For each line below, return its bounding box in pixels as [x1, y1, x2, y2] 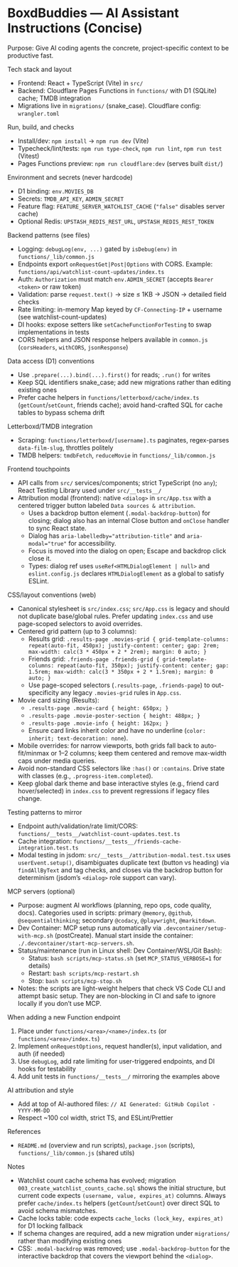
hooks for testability [17, 1064, 77, 1073]
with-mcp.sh [17, 932, 53, 940]
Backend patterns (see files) [7, 230, 90, 239]
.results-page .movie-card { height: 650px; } [28, 704, 169, 712]
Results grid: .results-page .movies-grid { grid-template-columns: [28, 635, 229, 643]
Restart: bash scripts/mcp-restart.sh [28, 969, 139, 977]
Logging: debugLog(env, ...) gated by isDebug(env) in [17, 244, 178, 253]
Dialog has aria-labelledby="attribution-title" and [28, 531, 185, 540]
